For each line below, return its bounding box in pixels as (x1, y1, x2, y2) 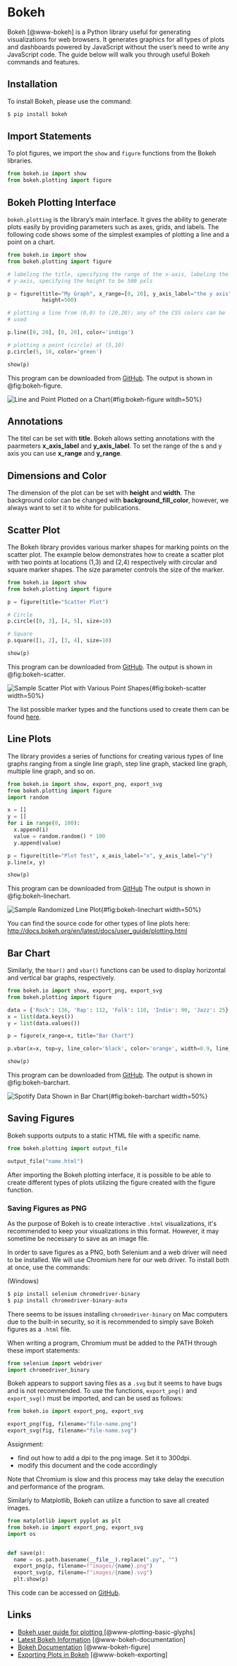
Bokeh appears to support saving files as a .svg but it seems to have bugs (7, 1379, 222, 1387)
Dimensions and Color (7, 470, 107, 482)
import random (7, 794, 49, 801)
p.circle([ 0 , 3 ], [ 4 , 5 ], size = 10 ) (7, 618, 112, 625)
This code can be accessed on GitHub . (7, 1589, 121, 1597)
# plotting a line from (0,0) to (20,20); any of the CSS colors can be (7, 309, 226, 317)
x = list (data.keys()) (7, 1013, 74, 1020)
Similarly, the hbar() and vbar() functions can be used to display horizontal (7, 966, 226, 975)
